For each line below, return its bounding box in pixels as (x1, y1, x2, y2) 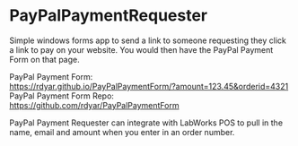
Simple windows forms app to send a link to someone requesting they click (9, 35, 287, 46)
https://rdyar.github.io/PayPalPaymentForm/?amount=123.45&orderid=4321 (9, 81, 289, 91)
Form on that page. (9, 54, 80, 64)
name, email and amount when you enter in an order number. (9, 126, 235, 137)
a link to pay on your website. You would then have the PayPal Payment (9, 44, 274, 55)
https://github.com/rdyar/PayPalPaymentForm (9, 99, 180, 110)
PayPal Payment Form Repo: (9, 90, 115, 101)
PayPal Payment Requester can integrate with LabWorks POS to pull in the (9, 117, 284, 128)
